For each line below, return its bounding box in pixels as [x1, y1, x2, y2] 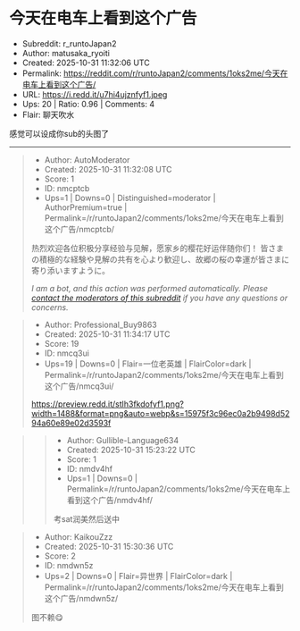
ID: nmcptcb [44, 182, 90, 193]
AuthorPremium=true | [44, 202, 128, 213]
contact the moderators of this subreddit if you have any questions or [30, 292, 288, 303]
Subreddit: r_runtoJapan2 [21, 38, 117, 49]
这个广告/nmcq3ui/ [44, 381, 114, 391]
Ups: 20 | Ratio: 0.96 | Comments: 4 [21, 98, 154, 109]
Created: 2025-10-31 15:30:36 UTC [44, 541, 174, 551]
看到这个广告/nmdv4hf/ [66, 494, 154, 505]
